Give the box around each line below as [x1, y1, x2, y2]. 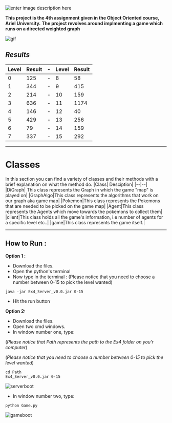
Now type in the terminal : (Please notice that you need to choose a [12, 274, 155, 280]
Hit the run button [12, 298, 50, 304]
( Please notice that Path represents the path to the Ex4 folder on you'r [5, 339, 154, 345]
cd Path [5, 370, 22, 375]
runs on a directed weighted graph [5, 26, 80, 32]
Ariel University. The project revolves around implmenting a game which [5, 21, 163, 26]
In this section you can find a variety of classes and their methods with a [5, 176, 158, 182]
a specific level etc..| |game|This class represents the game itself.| [5, 219, 145, 225]
